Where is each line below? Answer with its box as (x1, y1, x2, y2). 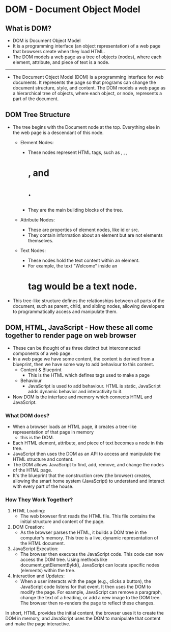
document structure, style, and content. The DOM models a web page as (12, 85, 166, 91)
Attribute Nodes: (20, 217, 55, 223)
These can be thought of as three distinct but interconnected (12, 345, 141, 351)
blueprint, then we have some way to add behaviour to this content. (12, 361, 154, 367)
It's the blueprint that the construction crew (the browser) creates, (12, 472, 152, 479)
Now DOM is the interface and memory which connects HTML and (12, 394, 153, 400)
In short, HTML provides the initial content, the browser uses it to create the (5, 610, 164, 616)
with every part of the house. (12, 483, 74, 489)
